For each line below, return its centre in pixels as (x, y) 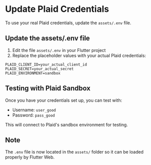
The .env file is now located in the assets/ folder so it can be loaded (75, 152)
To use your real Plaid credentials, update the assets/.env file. (68, 23)
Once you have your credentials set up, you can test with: (64, 100)
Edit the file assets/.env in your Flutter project (59, 50)
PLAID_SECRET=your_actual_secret (39, 69)
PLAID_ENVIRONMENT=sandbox (33, 73)
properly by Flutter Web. (30, 157)
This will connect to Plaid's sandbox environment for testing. (67, 124)
